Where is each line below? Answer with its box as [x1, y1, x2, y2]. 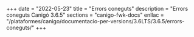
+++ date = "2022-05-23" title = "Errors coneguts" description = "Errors [6, 5, 189, 12]
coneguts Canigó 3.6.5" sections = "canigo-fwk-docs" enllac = [6, 11, 164, 18]
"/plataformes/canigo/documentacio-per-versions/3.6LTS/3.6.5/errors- [6, 18, 185, 24]
